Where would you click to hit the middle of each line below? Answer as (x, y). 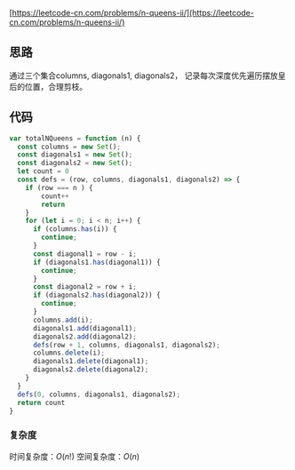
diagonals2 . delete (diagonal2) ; (91, 370)
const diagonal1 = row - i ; (85, 254)
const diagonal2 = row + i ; (85, 287)
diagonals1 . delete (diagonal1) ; (91, 362)
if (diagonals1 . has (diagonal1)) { (97, 262)
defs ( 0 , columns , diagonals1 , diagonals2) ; (99, 394)
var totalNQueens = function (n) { (75, 138)
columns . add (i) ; (63, 320)
